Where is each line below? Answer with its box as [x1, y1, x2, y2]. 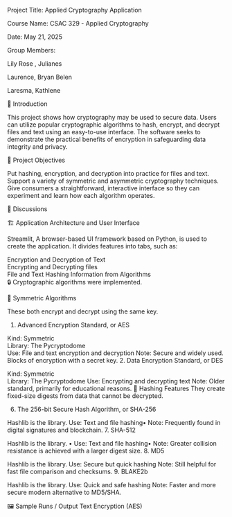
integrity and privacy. [7, 143, 68, 151]
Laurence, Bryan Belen [7, 73, 73, 81]
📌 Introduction [7, 100, 48, 108]
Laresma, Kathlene [7, 87, 61, 94]
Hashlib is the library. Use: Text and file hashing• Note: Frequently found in [7, 419, 221, 426]
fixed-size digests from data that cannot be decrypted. [7, 392, 164, 400]
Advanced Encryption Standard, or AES [17, 321, 130, 329]
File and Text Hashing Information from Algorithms [7, 270, 151, 278]
